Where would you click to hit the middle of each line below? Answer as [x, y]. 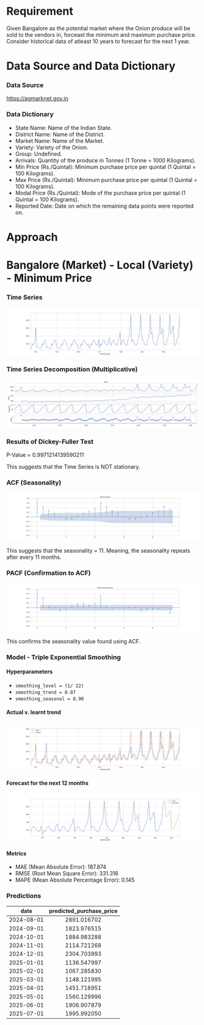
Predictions [24, 896]
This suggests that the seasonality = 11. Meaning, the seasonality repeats [98, 551]
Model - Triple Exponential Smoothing [64, 657]
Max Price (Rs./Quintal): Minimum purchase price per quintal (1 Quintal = [106, 180]
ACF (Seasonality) [34, 482]
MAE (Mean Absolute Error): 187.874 [61, 867]
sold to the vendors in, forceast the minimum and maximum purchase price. [101, 34]
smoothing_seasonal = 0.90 [49, 699]
